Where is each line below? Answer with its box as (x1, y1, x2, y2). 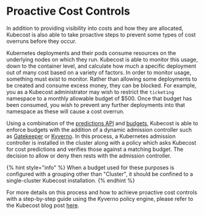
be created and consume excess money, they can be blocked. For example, (6, 81, 197, 89)
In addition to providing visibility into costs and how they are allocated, (6, 24, 184, 32)
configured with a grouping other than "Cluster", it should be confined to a (6, 170, 194, 178)
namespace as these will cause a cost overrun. (6, 107, 125, 115)
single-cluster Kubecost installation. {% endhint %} (6, 177, 136, 184)
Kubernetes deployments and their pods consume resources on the (6, 49, 177, 56)
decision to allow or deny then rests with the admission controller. (6, 151, 172, 159)
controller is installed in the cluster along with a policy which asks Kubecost (6, 139, 197, 146)
